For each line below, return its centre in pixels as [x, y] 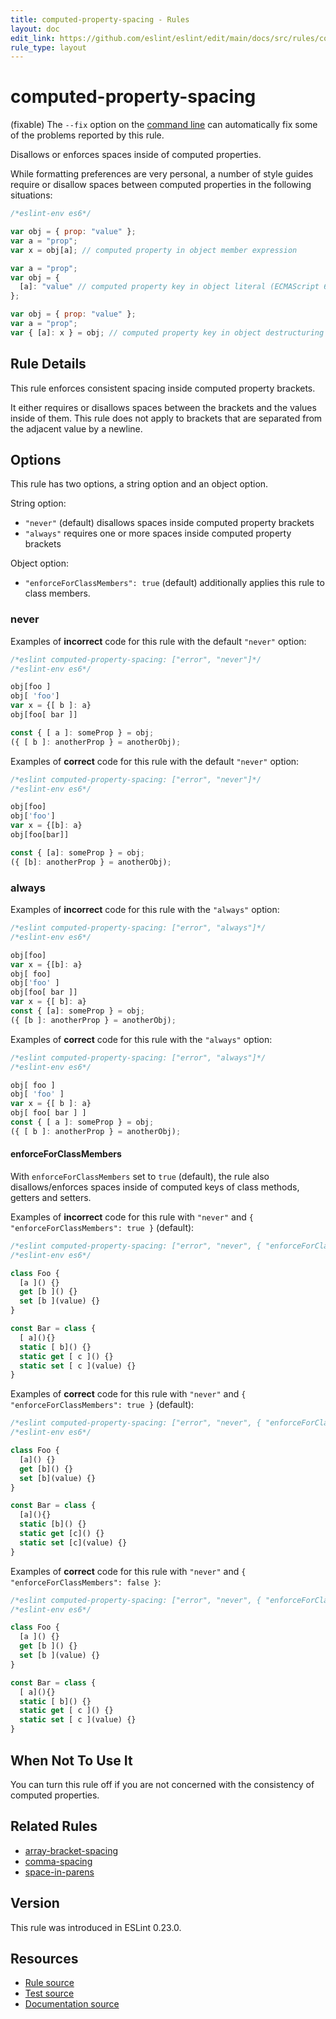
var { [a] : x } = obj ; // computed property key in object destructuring [167, 332]
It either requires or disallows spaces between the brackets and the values [163, 407]
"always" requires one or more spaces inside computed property [158, 533]
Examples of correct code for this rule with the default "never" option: [155, 761]
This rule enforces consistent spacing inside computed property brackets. [163, 388]
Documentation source [72, 2004]
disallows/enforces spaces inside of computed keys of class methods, [155, 1187]
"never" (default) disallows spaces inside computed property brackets [169, 523]
